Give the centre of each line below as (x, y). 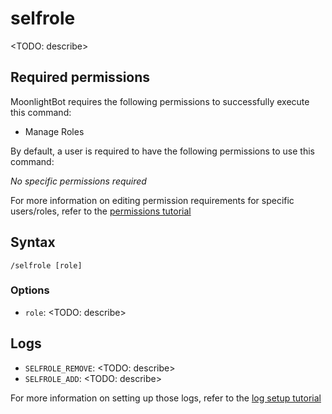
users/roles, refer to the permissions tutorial (101, 211)
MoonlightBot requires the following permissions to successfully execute (160, 101)
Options (30, 290)
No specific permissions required (78, 181)
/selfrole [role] (46, 265)
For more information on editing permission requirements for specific (152, 200)
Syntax (33, 242)
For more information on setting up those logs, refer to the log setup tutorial (166, 398)
